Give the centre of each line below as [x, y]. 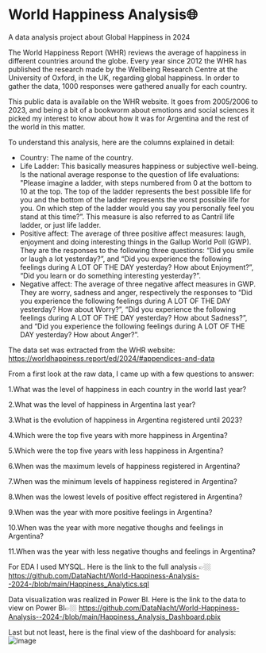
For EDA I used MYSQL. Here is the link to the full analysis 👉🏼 [110, 567]
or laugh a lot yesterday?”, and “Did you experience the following [125, 259]
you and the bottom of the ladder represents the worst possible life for [135, 199]
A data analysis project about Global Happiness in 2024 [99, 36]
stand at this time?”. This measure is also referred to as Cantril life [127, 217]
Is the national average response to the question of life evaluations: [129, 174]
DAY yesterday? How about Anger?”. [79, 334]
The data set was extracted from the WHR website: [92, 350]
